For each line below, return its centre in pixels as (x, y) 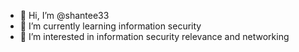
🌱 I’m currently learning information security (110, 26)
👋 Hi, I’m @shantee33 (64, 15)
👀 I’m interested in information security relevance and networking (154, 36)
